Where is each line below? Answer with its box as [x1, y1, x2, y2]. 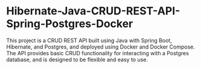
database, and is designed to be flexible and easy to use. [6, 56, 148, 63]
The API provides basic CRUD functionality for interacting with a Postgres [6, 49, 189, 56]
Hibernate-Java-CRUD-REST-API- [6, 4, 180, 18]
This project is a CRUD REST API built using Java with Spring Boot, [6, 37, 172, 44]
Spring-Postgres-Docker [6, 17, 133, 31]
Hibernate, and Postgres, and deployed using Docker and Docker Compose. [6, 43, 195, 50]
